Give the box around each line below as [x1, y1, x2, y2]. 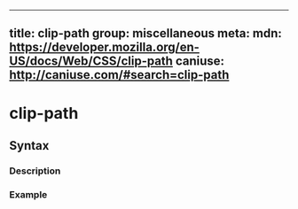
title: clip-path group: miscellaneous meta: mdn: [9, 26, 282, 41]
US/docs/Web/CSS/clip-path [9, 54, 173, 69]
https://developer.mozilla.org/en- [9, 40, 200, 55]
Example [9, 188, 48, 200]
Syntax [9, 138, 50, 153]
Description [9, 165, 61, 177]
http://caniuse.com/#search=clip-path [9, 67, 230, 82]
